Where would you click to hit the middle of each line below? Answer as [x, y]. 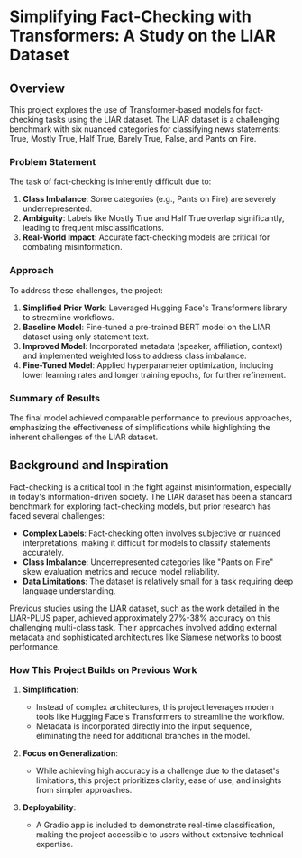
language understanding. [69, 590]
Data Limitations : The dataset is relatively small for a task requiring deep [158, 581]
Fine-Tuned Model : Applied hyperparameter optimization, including [148, 365]
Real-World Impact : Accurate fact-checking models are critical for [146, 237]
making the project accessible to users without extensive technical [160, 835]
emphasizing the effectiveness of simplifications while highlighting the [140, 427]
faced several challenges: [57, 515]
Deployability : [49, 807]
